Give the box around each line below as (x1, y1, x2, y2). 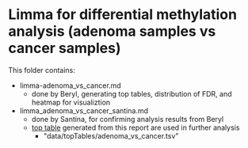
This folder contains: (8, 65, 75, 74)
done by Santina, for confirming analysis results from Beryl (31, 114, 224, 123)
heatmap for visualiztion (31, 97, 111, 107)
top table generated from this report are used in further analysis (31, 123, 240, 132)
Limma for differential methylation (8, 6, 238, 24)
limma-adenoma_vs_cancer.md (19, 81, 121, 90)
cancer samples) (8, 40, 121, 57)
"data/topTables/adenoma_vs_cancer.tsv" (43, 131, 179, 140)
